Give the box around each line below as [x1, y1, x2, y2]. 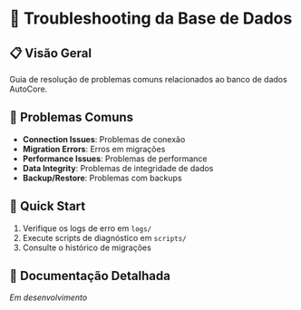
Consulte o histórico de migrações [22, 242, 151, 253]
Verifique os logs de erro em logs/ [22, 222, 152, 234]
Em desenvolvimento [9, 292, 88, 303]
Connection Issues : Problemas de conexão [22, 133, 186, 144]
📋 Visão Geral [9, 45, 92, 61]
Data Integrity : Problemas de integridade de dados [22, 162, 214, 173]
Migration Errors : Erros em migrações [22, 143, 166, 154]
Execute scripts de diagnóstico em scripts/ [22, 232, 188, 243]
